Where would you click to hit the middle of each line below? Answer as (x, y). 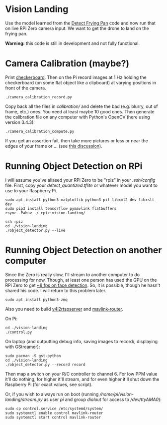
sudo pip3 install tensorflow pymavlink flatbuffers (61, 208)
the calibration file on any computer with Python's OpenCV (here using (78, 117)
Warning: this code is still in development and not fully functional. (73, 43)
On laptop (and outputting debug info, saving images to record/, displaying (82, 341)
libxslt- (147, 200)
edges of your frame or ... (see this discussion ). (54, 146)
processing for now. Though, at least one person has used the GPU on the (81, 280)
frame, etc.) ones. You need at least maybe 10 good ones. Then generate (80, 111)
